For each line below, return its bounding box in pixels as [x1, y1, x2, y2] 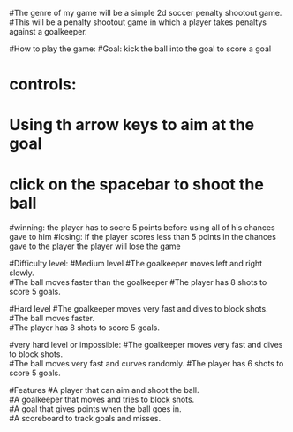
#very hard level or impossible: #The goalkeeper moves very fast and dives [9, 340, 283, 351]
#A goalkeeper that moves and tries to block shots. [9, 394, 195, 405]
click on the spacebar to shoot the [9, 174, 265, 194]
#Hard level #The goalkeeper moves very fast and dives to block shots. [9, 304, 268, 314]
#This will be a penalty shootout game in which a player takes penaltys [9, 17, 267, 27]
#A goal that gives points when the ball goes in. [9, 404, 182, 414]
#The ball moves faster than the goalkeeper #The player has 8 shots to [9, 277, 267, 288]
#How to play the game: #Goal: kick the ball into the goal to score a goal [9, 43, 272, 54]
